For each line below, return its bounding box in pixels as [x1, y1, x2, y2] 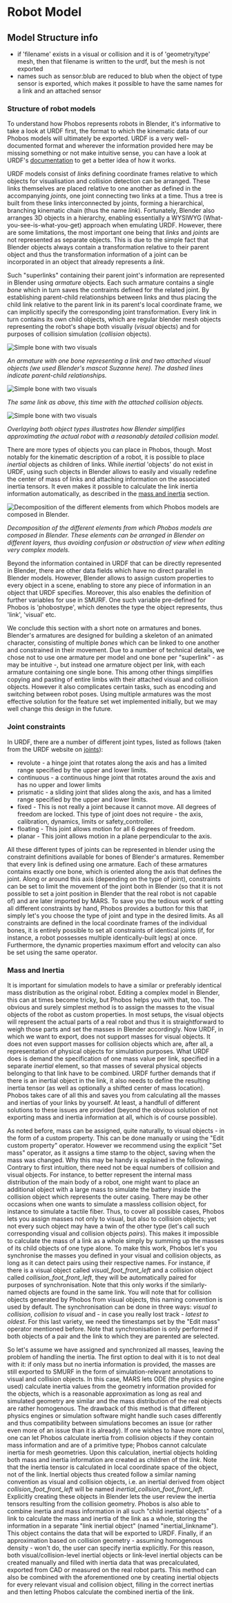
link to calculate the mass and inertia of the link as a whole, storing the [7, 1514, 208, 1522]
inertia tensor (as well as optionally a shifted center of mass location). [7, 1083, 205, 1092]
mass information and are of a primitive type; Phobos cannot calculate [7, 1441, 207, 1449]
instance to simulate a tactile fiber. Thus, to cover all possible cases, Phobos [7, 1207, 224, 1215]
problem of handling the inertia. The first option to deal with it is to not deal [7, 1352, 220, 1361]
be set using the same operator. [7, 948, 98, 956]
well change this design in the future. [7, 705, 113, 713]
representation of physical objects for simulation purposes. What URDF [7, 1047, 210, 1055]
